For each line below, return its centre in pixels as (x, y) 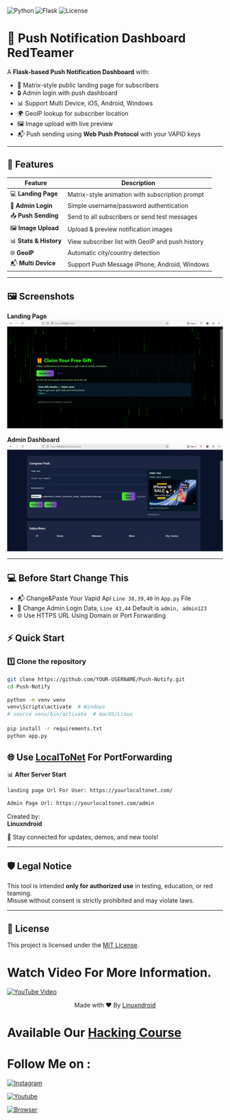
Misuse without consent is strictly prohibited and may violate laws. (101, 901)
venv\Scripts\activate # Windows (56, 707)
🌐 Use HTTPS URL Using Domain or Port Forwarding (91, 616)
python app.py (27, 736)
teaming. (20, 893)
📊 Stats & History (36, 241)
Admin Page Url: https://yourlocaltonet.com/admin (81, 803)
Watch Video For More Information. (110, 973)
